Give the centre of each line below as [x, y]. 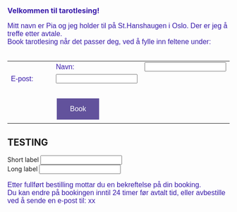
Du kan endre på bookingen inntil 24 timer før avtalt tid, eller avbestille [116, 193]
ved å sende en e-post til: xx [51, 201]
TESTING [28, 142]
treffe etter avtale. [35, 34]
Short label [23, 160]
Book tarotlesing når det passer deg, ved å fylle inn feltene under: [109, 42]
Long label [23, 169]
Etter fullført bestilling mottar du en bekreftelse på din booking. [104, 185]
